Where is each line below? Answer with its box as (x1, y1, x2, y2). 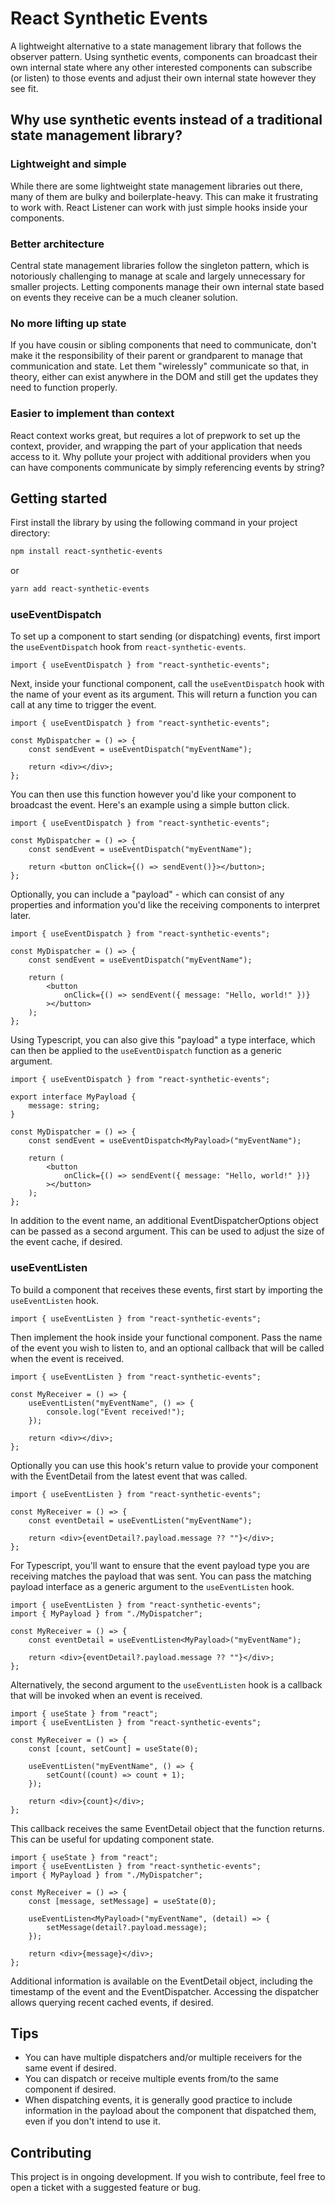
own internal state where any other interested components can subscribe (10, 61, 313, 73)
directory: (10, 527, 51, 539)
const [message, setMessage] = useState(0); (28, 1896, 217, 1906)
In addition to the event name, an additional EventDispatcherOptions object (10, 1215, 319, 1227)
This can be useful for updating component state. (10, 1833, 215, 1845)
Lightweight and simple (10, 157, 127, 171)
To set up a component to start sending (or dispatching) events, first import (10, 630, 321, 642)
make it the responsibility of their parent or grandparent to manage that (10, 350, 303, 362)
